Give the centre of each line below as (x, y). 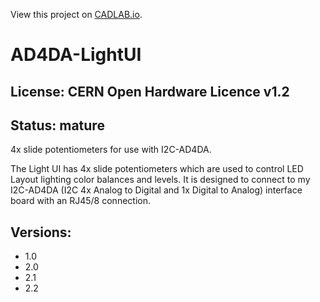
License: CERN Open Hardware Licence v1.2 (150, 91)
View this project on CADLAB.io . (76, 14)
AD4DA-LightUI (76, 55)
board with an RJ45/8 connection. (80, 201)
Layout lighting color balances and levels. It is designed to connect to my (160, 180)
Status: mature (57, 125)
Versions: (41, 232)
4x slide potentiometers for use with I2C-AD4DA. (111, 150)
